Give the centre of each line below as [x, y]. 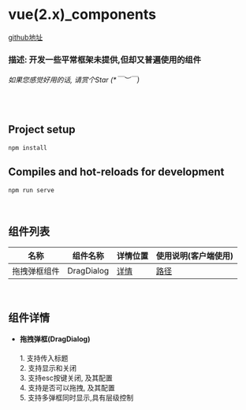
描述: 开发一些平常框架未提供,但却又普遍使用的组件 [105, 59]
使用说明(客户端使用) [195, 255]
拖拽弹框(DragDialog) [55, 339]
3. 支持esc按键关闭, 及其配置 [66, 378]
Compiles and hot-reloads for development [116, 172]
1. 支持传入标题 [44, 358]
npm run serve [32, 190]
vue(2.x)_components [82, 15]
